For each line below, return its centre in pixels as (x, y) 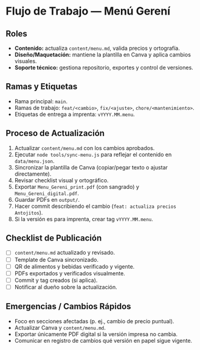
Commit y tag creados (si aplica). (56, 280)
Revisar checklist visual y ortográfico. (61, 180)
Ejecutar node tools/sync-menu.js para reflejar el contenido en (93, 154)
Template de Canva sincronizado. (56, 259)
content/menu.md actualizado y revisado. (65, 253)
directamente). (33, 174)
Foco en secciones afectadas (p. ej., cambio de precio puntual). (94, 321)
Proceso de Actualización (55, 133)
